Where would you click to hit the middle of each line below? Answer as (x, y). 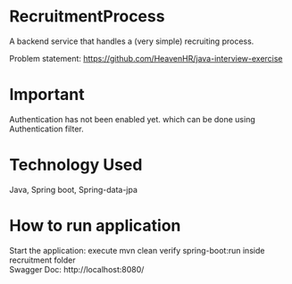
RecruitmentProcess (87, 17)
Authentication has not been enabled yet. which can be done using (133, 119)
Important (47, 95)
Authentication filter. (46, 129)
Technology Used (76, 165)
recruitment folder (42, 260)
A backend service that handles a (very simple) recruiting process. (132, 41)
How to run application (95, 226)
